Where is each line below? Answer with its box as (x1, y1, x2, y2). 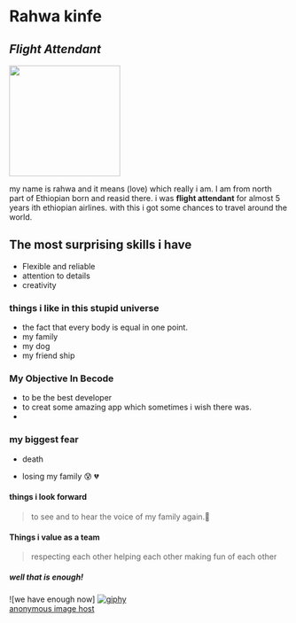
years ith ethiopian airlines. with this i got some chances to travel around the (9, 202, 288, 213)
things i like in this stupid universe (9, 301, 160, 314)
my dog (21, 341, 51, 352)
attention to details (21, 270, 90, 281)
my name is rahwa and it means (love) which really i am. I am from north (9, 183, 272, 194)
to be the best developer (21, 393, 113, 403)
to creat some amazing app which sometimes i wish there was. (21, 401, 253, 413)
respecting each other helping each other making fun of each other (30, 551, 277, 562)
